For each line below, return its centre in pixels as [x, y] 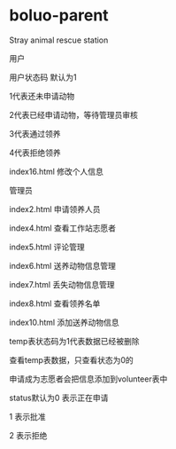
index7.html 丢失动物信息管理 [62, 284]
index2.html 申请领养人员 [55, 209]
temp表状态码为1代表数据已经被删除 [74, 341]
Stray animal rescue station [59, 40]
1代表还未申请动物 [42, 96]
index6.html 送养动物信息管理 [63, 265]
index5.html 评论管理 [47, 247]
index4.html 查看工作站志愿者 [63, 228]
